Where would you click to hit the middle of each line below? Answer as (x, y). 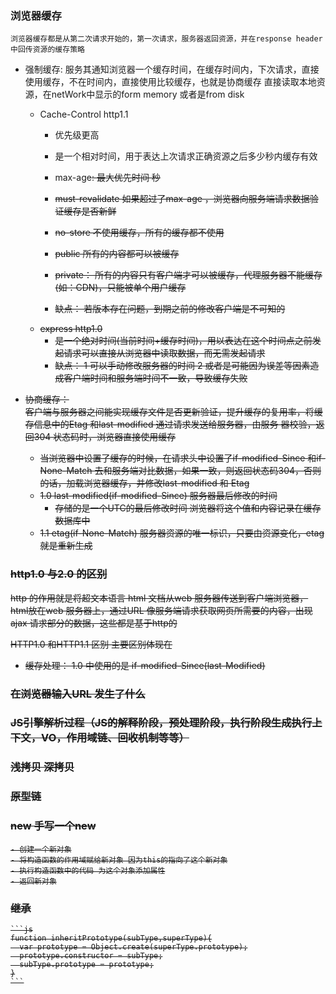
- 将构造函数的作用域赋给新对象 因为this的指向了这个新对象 (119, 860)
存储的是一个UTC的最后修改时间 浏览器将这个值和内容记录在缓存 (188, 508)
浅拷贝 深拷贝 (42, 767)
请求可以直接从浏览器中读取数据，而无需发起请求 (164, 353)
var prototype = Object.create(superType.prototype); (133, 947)
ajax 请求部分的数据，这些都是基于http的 (94, 623)
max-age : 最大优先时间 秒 (107, 178)
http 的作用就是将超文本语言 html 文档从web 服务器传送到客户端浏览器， (159, 598)
